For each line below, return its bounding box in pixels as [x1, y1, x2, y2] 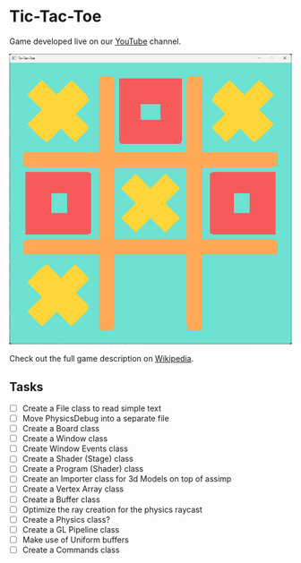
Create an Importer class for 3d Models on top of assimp [21, 473, 232, 484]
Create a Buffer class [21, 494, 100, 505]
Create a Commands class [21, 544, 120, 555]
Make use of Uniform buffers [21, 534, 130, 545]
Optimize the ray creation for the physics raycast [21, 504, 203, 515]
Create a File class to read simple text [21, 403, 162, 414]
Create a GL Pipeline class [21, 524, 120, 534]
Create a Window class [21, 433, 108, 444]
